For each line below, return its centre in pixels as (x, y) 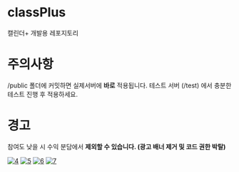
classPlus (37, 12)
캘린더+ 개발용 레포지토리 (43, 33)
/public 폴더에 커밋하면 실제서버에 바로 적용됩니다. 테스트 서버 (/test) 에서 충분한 (119, 85)
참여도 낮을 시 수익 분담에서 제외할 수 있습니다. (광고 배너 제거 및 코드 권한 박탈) (117, 146)
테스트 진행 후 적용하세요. (43, 94)
